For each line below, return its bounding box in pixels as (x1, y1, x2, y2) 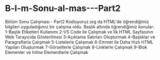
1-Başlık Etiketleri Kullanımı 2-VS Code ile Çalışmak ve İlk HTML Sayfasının (5, 29, 154, 35)
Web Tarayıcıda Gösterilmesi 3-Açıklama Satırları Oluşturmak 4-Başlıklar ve (5, 34, 156, 40)
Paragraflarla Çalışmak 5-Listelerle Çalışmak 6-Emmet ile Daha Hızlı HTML (5, 39, 154, 45)
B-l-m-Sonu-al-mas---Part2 (5, 3, 121, 14)
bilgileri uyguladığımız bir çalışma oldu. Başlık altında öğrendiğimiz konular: (5, 24, 155, 29)
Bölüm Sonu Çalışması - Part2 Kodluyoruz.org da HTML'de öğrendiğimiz (5, 19, 149, 24)
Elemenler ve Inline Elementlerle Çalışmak (5, 49, 89, 55)
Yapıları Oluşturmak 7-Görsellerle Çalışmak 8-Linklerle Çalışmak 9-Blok (5, 44, 147, 50)
